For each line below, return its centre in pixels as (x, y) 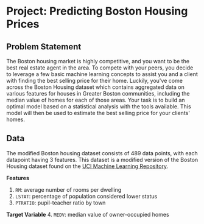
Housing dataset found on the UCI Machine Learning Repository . (87, 166)
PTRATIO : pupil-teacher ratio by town (60, 203)
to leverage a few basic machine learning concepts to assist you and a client (102, 74)
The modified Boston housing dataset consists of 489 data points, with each (102, 153)
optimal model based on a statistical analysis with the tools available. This (99, 107)
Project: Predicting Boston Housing (97, 11)
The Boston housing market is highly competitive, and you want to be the (98, 61)
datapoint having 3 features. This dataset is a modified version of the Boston (102, 159)
